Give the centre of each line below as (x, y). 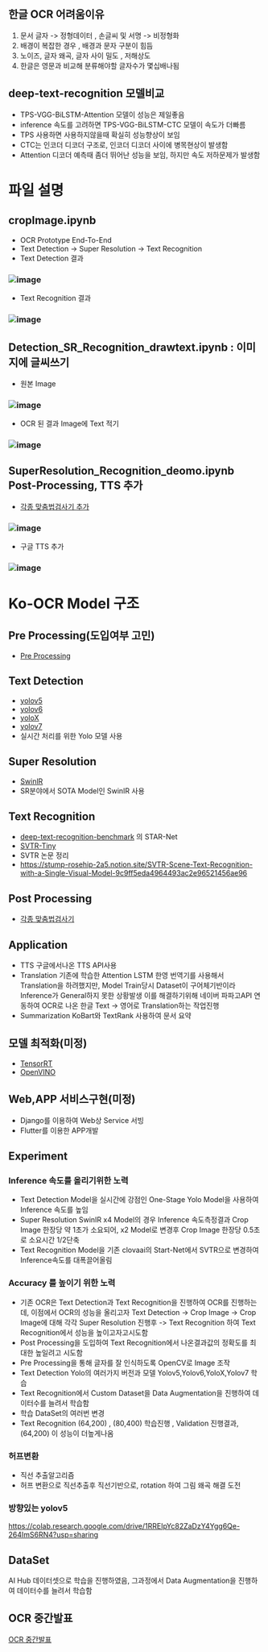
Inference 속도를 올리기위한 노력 (68, 1180)
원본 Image (38, 383)
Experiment (38, 1156)
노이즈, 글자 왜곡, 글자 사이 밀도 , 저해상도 (85, 56)
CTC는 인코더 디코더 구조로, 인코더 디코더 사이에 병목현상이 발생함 (124, 144)
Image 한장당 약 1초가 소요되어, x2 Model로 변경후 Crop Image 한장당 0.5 (137, 1230)
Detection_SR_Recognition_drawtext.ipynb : (122, 348)
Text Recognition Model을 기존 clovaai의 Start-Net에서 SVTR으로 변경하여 (139, 1250)
